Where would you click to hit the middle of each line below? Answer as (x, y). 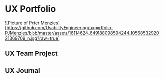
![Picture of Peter (22, 23)
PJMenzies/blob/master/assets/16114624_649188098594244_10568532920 (82, 33)
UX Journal (23, 70)
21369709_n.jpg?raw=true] (33, 38)
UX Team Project (32, 54)
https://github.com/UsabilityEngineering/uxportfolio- (60, 27)
